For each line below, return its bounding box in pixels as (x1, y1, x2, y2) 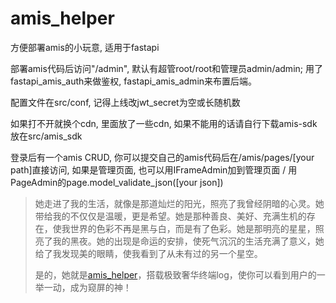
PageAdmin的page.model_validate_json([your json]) (10, 176, 224, 188)
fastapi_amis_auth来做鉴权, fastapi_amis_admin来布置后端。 (10, 75, 258, 87)
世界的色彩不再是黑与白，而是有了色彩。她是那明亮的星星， (69, 222, 316, 234)
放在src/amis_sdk (10, 130, 83, 142)
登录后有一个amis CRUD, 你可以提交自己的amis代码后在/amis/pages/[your (10, 151, 315, 163)
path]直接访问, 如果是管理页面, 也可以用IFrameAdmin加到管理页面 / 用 (10, 163, 298, 176)
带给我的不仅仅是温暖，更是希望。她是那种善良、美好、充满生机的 (34, 210, 307, 222)
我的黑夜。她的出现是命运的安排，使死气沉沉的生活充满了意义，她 (52, 235, 325, 247)
